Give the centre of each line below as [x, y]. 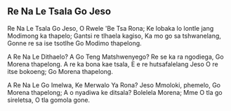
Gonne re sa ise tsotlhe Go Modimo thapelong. [74, 43]
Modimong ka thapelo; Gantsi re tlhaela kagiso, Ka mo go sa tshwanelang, [114, 36]
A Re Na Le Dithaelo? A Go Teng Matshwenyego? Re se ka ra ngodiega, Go [115, 57]
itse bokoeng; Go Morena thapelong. [60, 71]
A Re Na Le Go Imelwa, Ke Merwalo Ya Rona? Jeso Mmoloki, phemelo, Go [114, 85]
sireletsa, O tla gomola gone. [48, 100]
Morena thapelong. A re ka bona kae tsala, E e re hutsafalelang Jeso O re [113, 64]
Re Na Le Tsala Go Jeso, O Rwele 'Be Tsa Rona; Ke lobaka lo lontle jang [111, 28]
